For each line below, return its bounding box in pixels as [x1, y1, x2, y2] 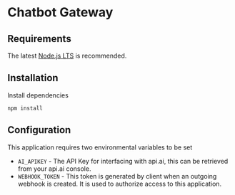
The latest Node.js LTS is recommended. [7, 51, 127, 60]
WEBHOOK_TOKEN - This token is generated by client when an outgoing [17, 172, 217, 180]
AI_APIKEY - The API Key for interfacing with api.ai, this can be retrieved [17, 157, 229, 165]
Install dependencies [7, 90, 69, 100]
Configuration [7, 124, 71, 136]
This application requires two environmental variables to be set [7, 143, 193, 152]
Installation [7, 72, 59, 84]
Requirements [7, 33, 71, 45]
